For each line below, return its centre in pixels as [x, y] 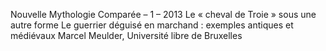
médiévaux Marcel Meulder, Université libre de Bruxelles [126, 35]
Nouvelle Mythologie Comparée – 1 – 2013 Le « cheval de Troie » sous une [163, 14]
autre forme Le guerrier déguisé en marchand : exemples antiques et [152, 25]
